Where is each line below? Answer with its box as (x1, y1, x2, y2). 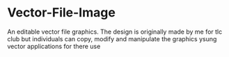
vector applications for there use (7, 42, 101, 50)
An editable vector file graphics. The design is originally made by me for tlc (7, 27, 223, 36)
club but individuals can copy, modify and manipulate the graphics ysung (7, 34, 217, 43)
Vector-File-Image (7, 5, 116, 21)
